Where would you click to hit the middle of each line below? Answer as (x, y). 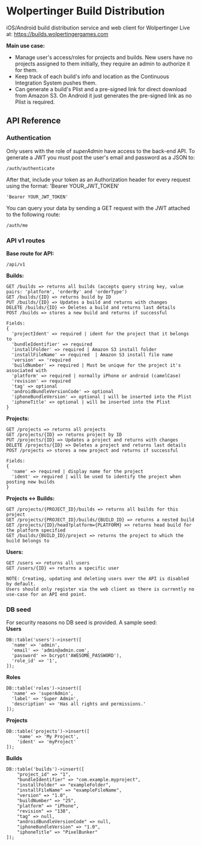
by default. (21, 584)
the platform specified (36, 530)
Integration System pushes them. (56, 83)
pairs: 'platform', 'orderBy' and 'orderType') (67, 292)
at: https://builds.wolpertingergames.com (57, 34)
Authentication (28, 138)
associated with (26, 370)
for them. (26, 70)
